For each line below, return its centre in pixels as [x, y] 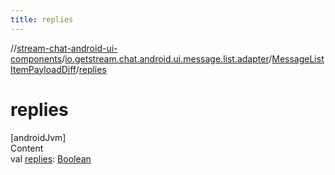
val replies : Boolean [51, 158]
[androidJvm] [38, 137]
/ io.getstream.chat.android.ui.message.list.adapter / [167, 58]
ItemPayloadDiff [43, 69]
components [36, 58]
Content [27, 148]
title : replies [42, 19]
